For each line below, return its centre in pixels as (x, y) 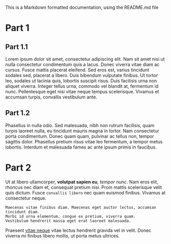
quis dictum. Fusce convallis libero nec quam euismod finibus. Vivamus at (86, 192)
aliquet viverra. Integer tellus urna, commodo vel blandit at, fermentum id (82, 86)
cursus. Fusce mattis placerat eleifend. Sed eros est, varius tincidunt (77, 70)
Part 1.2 (18, 113)
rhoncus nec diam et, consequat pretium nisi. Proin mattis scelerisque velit (84, 187)
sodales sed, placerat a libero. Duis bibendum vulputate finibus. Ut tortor (82, 75)
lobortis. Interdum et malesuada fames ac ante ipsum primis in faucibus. (81, 147)
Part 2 (18, 167)
